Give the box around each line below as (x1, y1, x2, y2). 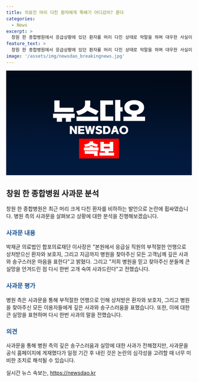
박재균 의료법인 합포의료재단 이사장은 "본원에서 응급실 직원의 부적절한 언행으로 (6, 243, 187, 251)
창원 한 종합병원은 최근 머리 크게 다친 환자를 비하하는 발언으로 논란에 (6, 205, 163, 212)
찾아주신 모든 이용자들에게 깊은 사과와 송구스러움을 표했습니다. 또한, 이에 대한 (12, 303, 190, 310)
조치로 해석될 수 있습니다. (16, 357, 75, 364)
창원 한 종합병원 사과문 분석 (6, 188, 99, 198)
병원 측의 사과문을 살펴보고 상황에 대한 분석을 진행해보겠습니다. (14, 213, 159, 220)
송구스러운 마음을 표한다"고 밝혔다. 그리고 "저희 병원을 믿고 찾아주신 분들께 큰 (12, 258, 190, 266)
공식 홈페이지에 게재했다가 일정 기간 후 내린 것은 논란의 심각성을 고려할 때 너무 (6, 349, 186, 356)
